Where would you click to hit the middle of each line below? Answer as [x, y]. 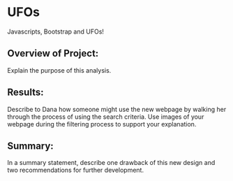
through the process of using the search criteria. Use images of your [106, 117]
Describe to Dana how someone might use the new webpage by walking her [117, 109]
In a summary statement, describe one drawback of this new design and [111, 163]
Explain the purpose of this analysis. [59, 70]
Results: [25, 93]
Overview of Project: [53, 53]
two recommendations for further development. [76, 170]
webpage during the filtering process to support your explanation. [102, 124]
